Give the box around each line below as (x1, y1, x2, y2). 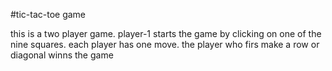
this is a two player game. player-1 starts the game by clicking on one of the (10, 28, 322, 39)
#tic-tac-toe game (10, 9, 87, 20)
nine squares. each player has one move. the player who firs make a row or (10, 39, 320, 50)
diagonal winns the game (10, 49, 114, 61)
